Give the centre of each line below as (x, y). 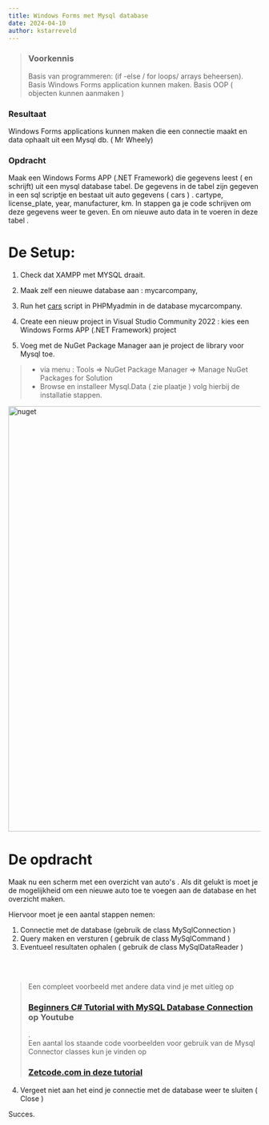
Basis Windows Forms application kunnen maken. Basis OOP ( (130, 84)
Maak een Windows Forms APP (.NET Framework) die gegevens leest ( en (130, 178)
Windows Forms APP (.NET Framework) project (98, 330)
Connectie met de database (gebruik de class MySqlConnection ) (128, 930)
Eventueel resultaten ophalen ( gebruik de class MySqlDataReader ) (131, 947)
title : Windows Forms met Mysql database (78, 16)
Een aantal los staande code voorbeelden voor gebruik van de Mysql (141, 1043)
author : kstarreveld (43, 30)
